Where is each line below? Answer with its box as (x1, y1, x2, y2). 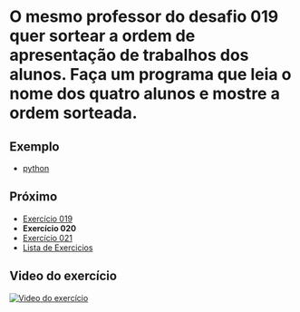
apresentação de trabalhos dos (9, 45, 249, 65)
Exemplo (9, 139, 60, 154)
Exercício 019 (22, 213, 73, 224)
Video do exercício (9, 268, 118, 284)
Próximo (9, 189, 58, 205)
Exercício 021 (22, 232, 73, 243)
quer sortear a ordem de (9, 25, 196, 46)
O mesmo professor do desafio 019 (9, 6, 279, 27)
